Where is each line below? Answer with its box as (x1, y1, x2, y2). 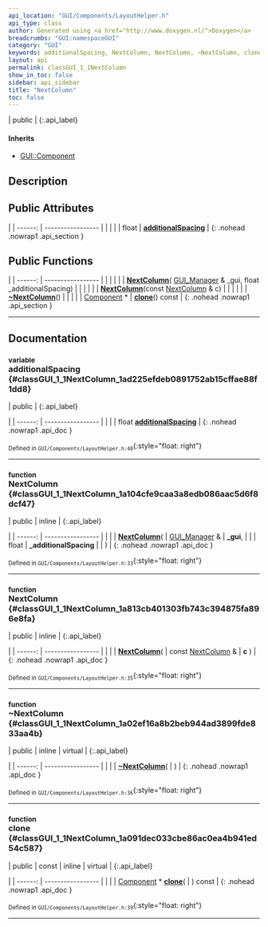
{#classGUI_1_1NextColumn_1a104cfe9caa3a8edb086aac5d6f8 (8, 488, 259, 499)
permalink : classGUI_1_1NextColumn (8, 64, 127, 72)
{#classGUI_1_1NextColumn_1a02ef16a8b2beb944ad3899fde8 (8, 718, 257, 729)
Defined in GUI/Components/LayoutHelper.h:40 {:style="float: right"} (8, 441, 203, 452)
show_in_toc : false (8, 71, 73, 79)
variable (8, 355, 36, 364)
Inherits (8, 133, 35, 143)
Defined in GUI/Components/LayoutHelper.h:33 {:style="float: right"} (8, 556, 203, 568)
